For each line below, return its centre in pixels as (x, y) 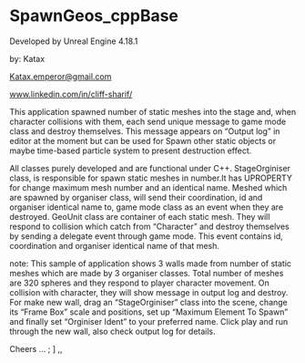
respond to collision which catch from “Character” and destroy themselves (149, 226)
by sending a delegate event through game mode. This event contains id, (147, 236)
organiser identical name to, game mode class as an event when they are (147, 207)
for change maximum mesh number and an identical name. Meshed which (148, 187)
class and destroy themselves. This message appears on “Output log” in (145, 131)
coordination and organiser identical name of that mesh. (115, 245)
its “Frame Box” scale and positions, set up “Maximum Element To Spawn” (149, 312)
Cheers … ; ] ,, (36, 348)
